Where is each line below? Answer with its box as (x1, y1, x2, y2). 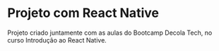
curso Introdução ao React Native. (7, 35, 107, 44)
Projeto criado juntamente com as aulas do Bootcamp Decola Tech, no (7, 28, 213, 37)
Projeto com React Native (7, 5, 159, 21)
